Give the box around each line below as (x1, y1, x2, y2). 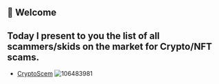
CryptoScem (16, 70, 54, 78)
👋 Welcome (7, 7, 57, 18)
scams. (7, 51, 40, 63)
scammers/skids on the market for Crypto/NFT (7, 40, 213, 52)
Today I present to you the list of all (7, 30, 160, 42)
